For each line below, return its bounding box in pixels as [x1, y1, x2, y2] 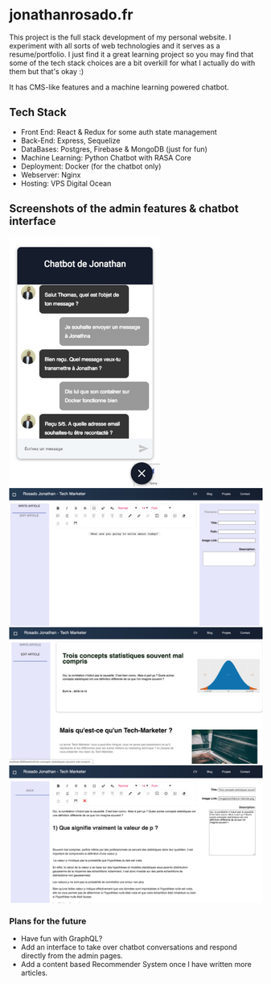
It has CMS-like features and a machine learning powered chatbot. [9, 82, 230, 92]
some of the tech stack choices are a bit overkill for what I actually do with [9, 58, 256, 68]
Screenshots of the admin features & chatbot [9, 202, 240, 215]
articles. [20, 968, 48, 978]
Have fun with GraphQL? [20, 933, 103, 943]
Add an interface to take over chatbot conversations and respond [20, 942, 238, 952]
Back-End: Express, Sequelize [20, 136, 121, 145]
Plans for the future [9, 915, 87, 927]
